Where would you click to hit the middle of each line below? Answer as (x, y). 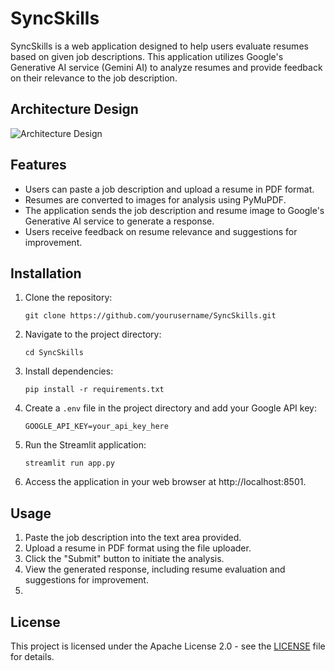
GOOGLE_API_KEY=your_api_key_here (96, 427)
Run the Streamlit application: (85, 445)
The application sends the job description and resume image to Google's (174, 210)
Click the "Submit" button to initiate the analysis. (124, 559)
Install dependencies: (69, 371)
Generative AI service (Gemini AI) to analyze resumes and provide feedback (166, 67)
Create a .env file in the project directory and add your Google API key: (170, 408)
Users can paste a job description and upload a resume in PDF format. (169, 189)
